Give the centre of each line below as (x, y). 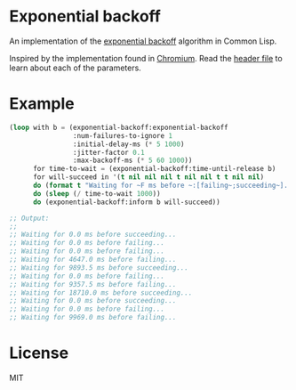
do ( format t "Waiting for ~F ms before (108, 185)
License (39, 353)
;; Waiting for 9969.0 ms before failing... (93, 318)
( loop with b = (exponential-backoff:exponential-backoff (119, 127)
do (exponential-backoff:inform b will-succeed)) (126, 202)
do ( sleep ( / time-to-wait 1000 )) (97, 193)
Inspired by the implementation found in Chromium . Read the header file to (146, 58)
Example (42, 104)
